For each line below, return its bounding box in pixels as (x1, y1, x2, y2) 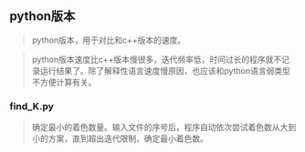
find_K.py (9, 99, 55, 112)
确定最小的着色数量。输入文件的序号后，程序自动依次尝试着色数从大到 (31, 122, 297, 133)
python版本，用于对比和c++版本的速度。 (31, 35, 186, 46)
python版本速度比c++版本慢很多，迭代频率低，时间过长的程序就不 (31, 54, 282, 65)
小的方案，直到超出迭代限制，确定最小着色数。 (31, 133, 208, 144)
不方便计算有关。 (31, 76, 97, 87)
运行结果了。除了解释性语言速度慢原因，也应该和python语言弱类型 (39, 65, 290, 76)
